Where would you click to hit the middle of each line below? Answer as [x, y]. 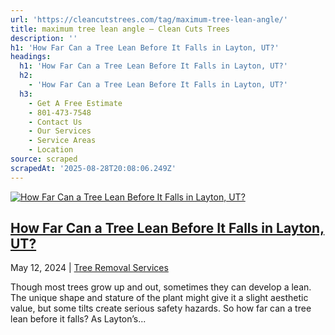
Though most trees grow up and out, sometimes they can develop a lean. [161, 287]
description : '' [44, 38]
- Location [51, 150]
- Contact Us [55, 122]
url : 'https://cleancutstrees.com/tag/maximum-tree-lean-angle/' [149, 19]
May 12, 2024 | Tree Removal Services [89, 268]
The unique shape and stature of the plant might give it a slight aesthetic [159, 298]
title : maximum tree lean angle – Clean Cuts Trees [120, 29]
